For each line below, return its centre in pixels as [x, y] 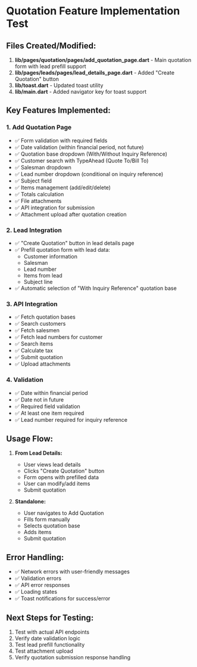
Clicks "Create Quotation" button [64, 471]
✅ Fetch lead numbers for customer [59, 337]
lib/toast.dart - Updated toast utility [59, 85]
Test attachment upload [44, 651]
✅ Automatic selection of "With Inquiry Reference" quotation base [96, 288]
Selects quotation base [52, 526]
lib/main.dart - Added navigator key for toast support [81, 92]
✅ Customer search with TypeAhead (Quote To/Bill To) [82, 160]
